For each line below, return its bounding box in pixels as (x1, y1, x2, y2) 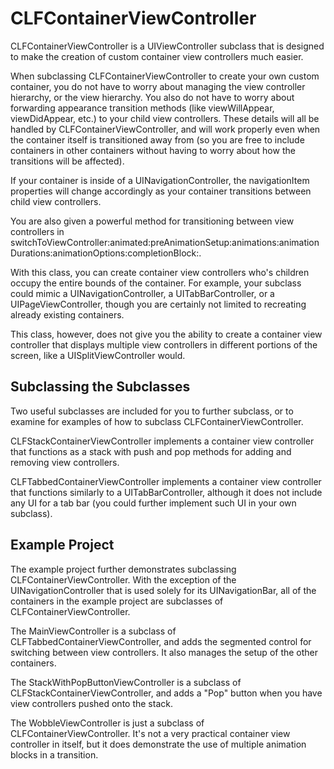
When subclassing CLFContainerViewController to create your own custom (10, 70, 320, 82)
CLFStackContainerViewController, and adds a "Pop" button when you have (10, 687, 323, 699)
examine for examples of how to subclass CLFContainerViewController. (10, 415, 304, 427)
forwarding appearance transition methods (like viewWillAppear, (10, 102, 275, 114)
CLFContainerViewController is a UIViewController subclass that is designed (10, 40, 325, 52)
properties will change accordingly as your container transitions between (10, 185, 312, 197)
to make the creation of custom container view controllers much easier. (10, 50, 304, 62)
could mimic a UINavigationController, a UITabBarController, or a (10, 287, 275, 299)
